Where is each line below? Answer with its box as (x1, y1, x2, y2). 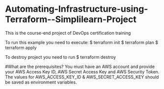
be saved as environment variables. (5, 79, 77, 85)
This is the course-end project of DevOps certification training (5, 30, 131, 36)
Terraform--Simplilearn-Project (5, 14, 137, 25)
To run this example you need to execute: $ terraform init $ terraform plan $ (5, 39, 159, 45)
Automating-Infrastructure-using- (5, 3, 148, 15)
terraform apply (5, 44, 37, 50)
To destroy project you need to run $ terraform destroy (5, 54, 116, 60)
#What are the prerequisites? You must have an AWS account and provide (5, 64, 155, 69)
